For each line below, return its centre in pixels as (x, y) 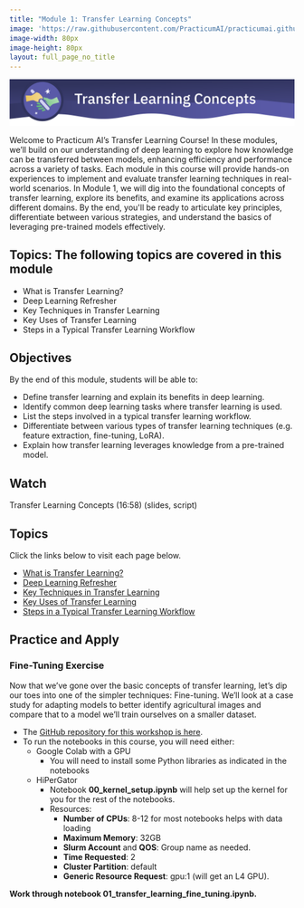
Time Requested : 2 (99, 856)
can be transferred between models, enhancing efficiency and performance (151, 159)
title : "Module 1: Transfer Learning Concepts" (101, 19)
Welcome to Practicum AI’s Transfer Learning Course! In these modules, (143, 139)
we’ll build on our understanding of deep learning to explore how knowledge (152, 149)
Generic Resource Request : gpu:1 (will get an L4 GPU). (166, 876)
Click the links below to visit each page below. (95, 556)
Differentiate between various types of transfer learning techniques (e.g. (157, 426)
